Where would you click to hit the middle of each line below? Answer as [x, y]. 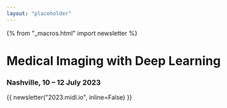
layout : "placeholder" [39, 13]
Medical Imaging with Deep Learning [114, 61]
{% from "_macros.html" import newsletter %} [72, 33]
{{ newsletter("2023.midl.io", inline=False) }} [69, 98]
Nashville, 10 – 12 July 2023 [54, 82]
